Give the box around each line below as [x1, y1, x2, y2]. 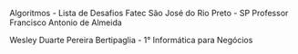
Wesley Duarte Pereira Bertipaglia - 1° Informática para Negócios [9, 35, 253, 45]
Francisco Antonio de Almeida [9, 17, 123, 28]
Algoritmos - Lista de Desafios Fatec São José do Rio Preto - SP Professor [9, 8, 289, 18]
